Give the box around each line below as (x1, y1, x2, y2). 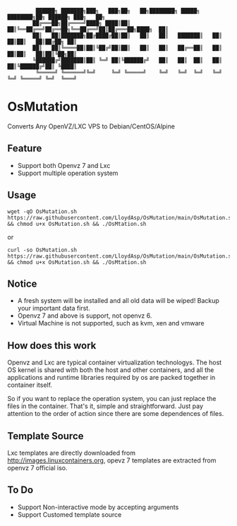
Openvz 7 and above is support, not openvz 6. (17, 311, 152, 320)
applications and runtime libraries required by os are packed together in (7, 373, 216, 382)
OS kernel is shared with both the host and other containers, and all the (7, 366, 214, 374)
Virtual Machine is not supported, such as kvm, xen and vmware (17, 319, 205, 328)
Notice (7, 277, 37, 289)
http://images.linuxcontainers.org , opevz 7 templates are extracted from (7, 456, 217, 465)
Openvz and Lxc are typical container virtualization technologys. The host (7, 358, 222, 367)
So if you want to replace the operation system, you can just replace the (7, 395, 217, 403)
